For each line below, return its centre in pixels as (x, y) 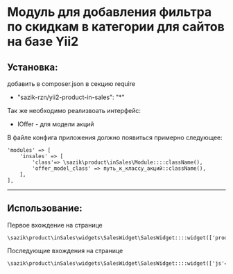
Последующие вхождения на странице (65, 250)
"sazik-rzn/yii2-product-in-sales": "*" (71, 97)
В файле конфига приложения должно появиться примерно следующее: (115, 137)
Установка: (33, 67)
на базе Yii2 (43, 42)
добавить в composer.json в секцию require (71, 84)
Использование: (45, 208)
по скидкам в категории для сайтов (116, 27)
